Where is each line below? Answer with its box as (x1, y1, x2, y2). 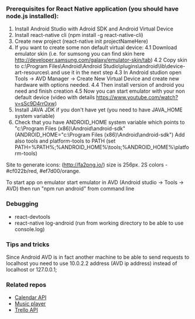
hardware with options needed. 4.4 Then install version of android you (14, 82, 184, 89)
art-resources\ (14, 69, 50, 76)
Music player (14, 300, 46, 307)
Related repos (6, 280, 47, 289)
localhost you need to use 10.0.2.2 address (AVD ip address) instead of (6, 260, 177, 267)
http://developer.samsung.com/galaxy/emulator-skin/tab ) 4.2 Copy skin (14, 56, 187, 63)
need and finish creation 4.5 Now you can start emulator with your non (14, 87, 186, 95)
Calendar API (14, 294, 47, 301)
